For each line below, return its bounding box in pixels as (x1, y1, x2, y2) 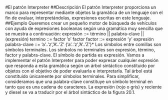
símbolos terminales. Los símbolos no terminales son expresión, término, (5, 47, 155, 52)
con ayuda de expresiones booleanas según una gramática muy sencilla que (5, 25, 163, 31)
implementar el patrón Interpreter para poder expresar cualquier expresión (5, 57, 159, 63)
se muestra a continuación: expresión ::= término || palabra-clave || (5, 31, 144, 36)
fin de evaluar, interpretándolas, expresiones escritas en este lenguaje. (5, 15, 151, 20)
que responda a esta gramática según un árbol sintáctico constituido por (5, 62, 155, 68)
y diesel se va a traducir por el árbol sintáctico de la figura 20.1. (5, 89, 135, 95)
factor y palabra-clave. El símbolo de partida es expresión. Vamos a (5, 52, 144, 58)
